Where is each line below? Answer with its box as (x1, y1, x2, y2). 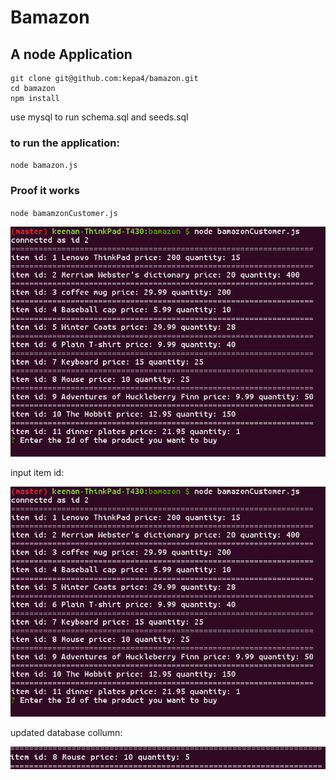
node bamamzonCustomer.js (10, 208, 118, 218)
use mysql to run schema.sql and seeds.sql (10, 111, 189, 123)
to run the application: (10, 136, 120, 150)
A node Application (10, 46, 133, 63)
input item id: (10, 466, 65, 478)
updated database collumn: (10, 727, 123, 739)
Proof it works (10, 184, 80, 198)
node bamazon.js (10, 161, 78, 171)
